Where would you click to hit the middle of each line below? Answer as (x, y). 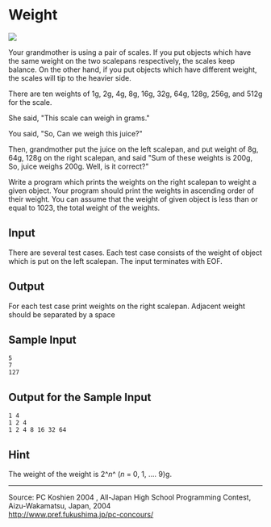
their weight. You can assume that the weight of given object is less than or (133, 199)
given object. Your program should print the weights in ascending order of (131, 190)
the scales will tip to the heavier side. (70, 77)
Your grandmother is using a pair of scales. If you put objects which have (130, 52)
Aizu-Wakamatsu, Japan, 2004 (60, 506)
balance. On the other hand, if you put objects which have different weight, (133, 69)
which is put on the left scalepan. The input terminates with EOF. (116, 261)
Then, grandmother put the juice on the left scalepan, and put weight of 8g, (133, 149)
